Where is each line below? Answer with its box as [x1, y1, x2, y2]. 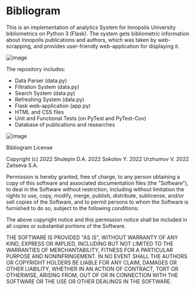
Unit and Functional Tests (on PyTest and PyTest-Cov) [14, 114, 147, 122]
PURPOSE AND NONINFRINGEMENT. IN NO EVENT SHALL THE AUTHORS [6, 253, 188, 260]
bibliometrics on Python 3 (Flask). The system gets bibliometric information [6, 30, 190, 37]
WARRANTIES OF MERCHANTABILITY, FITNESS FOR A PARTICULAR [6, 246, 173, 253]
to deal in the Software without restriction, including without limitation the [6, 185, 184, 193]
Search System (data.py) [14, 89, 76, 96]
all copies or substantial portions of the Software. [6, 222, 126, 229]
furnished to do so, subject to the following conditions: [6, 204, 139, 211]
